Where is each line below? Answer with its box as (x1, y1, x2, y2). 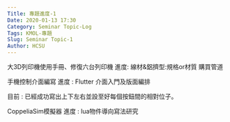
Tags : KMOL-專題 (7, 29, 52, 37)
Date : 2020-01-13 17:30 (7, 17, 77, 24)
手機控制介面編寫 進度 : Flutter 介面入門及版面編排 (7, 77, 151, 86)
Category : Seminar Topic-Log (7, 23, 92, 30)
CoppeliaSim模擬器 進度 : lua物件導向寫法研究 (7, 107, 139, 115)
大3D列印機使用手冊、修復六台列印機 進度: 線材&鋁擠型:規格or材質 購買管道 (7, 63, 224, 70)
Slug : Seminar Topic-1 (7, 36, 73, 43)
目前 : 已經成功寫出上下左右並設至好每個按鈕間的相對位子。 (7, 92, 178, 100)
